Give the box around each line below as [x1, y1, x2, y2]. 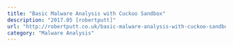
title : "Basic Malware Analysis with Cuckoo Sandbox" [7, 10, 166, 17]
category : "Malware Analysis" [7, 29, 95, 37]
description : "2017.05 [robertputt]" [7, 17, 116, 23]
